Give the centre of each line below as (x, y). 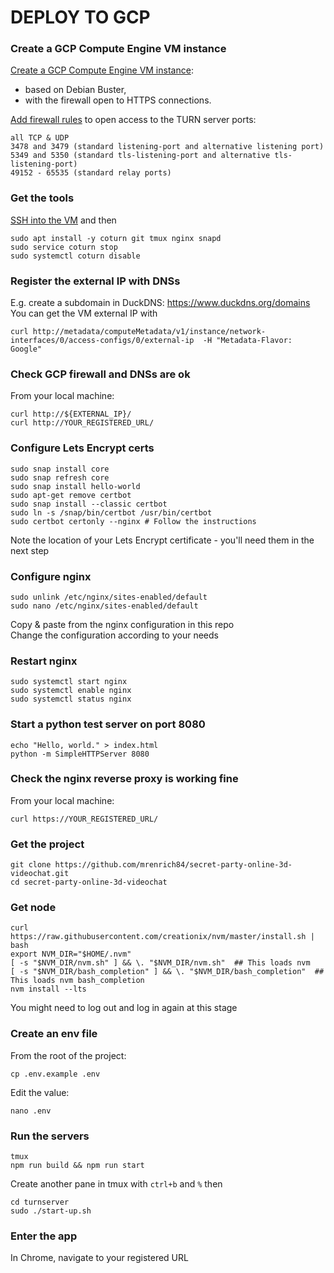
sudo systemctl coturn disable (75, 256)
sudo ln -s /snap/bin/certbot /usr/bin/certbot (111, 512)
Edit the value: (40, 1092)
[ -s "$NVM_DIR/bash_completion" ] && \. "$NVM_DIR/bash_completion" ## (167, 972)
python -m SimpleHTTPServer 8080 (80, 754)
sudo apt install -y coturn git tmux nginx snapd (116, 238)
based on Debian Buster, (75, 90)
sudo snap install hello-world (75, 486)
